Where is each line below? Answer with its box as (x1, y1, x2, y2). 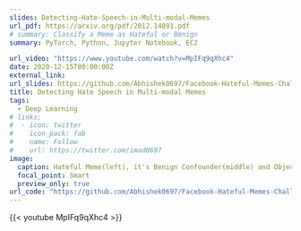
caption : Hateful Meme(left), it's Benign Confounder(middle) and (17, 162, 271, 171)
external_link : (9, 71, 66, 81)
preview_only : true (17, 179, 90, 188)
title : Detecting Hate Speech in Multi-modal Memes (9, 87, 206, 97)
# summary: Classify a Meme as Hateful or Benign (9, 30, 199, 38)
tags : (9, 96, 30, 105)
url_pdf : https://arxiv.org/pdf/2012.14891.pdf (9, 21, 191, 30)
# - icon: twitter (9, 121, 82, 130)
